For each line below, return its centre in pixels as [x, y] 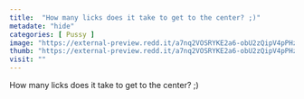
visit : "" [28, 59]
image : [22, 43]
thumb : [22, 51]
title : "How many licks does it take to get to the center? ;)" [135, 18]
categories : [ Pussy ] [52, 34]
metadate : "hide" [42, 26]
